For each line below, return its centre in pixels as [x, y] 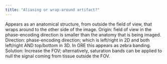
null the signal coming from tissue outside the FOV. [58, 56]
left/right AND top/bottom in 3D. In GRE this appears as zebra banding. [78, 45]
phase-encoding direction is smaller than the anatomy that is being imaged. [83, 34]
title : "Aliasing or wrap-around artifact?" [52, 10]
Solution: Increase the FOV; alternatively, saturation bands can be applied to [83, 50]
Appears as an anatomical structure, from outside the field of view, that [78, 24]
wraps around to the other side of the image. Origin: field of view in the [78, 29]
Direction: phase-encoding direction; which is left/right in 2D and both [77, 40]
